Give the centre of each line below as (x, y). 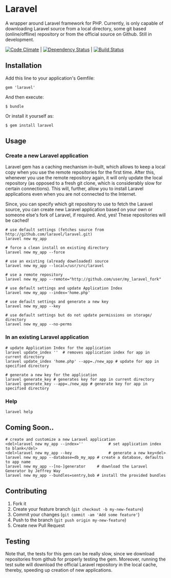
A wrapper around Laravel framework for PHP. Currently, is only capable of (84, 23)
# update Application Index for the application (58, 348)
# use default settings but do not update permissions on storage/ (79, 315)
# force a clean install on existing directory (57, 248)
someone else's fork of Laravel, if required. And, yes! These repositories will (85, 215)
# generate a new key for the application (51, 375)
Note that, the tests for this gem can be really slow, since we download (80, 554)
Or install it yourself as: (29, 116)
